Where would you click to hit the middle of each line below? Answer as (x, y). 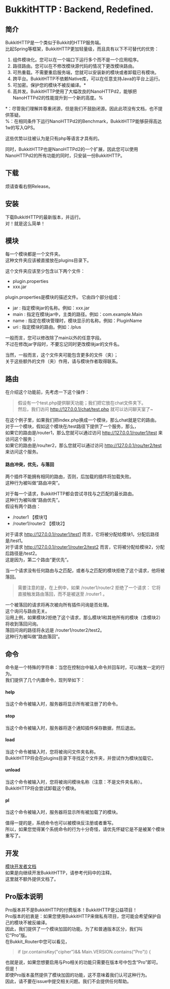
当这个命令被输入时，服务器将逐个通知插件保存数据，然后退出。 (72, 728)
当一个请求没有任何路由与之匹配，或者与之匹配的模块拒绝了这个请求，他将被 (85, 570)
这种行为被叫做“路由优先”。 (34, 500)
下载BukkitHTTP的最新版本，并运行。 (44, 217)
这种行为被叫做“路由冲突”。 (34, 483)
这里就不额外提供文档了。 (32, 879)
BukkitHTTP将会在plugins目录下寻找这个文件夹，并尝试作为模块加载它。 (81, 758)
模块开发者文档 (21, 867)
